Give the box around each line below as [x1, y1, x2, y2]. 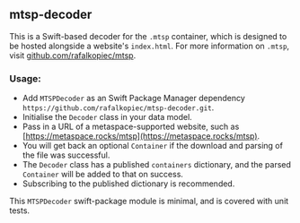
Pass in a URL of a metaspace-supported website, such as [22, 121, 240, 133]
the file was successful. [22, 150, 110, 160]
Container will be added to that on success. [22, 169, 184, 180]
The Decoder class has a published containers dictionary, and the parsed [22, 159, 292, 170]
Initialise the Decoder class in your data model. [22, 112, 193, 123]
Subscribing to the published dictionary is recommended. [22, 178, 235, 189]
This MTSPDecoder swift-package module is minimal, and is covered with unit [9, 196, 289, 207]
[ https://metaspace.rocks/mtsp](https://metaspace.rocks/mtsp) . [22, 131, 260, 142]
